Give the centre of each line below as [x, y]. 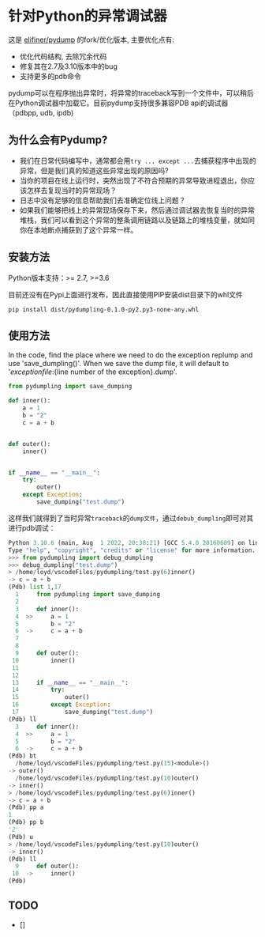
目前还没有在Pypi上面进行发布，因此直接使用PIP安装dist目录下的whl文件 [125, 294]
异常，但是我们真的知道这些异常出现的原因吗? [94, 170]
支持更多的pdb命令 [50, 76]
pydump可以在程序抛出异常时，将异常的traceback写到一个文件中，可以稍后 [131, 93]
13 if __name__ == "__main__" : [70, 682]
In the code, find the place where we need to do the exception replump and [131, 355]
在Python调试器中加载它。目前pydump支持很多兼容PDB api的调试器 [118, 103]
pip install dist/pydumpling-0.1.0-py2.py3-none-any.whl [104, 309]
